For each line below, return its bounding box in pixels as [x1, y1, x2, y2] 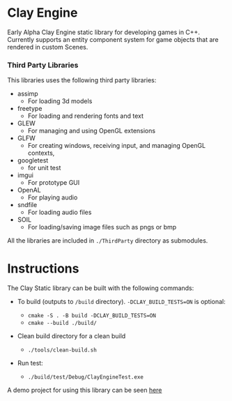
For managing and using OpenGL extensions [27, 127, 155, 135]
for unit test [27, 164, 61, 172]
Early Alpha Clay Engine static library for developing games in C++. [7, 28, 201, 36]
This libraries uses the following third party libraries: [7, 76, 157, 84]
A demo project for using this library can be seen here [7, 386, 162, 395]
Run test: [17, 359, 43, 368]
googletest [17, 156, 49, 165]
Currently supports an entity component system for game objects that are [7, 35, 219, 43]
